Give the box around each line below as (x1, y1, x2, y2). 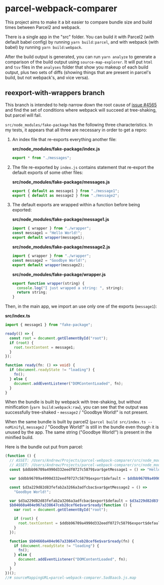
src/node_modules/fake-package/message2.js (12, 244, 111, 250)
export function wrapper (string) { (12, 281, 85, 286)
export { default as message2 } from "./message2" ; (12, 193, 120, 198)
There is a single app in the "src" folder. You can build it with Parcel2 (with (5, 34, 155, 40)
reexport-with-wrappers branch (5, 89, 105, 97)
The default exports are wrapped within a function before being (12, 202, 140, 208)
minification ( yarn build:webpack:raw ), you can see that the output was (5, 404, 148, 410)
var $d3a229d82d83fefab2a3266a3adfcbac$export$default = (9, 498, 128, 503)
